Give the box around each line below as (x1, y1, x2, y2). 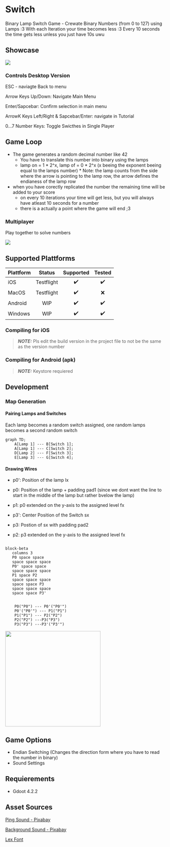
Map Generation (5, 398, 46, 405)
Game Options (5, 735, 52, 744)
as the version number (17, 344, 65, 350)
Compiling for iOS (5, 326, 50, 334)
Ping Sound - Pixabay (5, 816, 51, 823)
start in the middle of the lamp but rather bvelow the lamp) (12, 493, 134, 499)
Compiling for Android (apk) (5, 357, 76, 364)
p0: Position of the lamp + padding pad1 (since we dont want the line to (12, 487, 162, 493)
